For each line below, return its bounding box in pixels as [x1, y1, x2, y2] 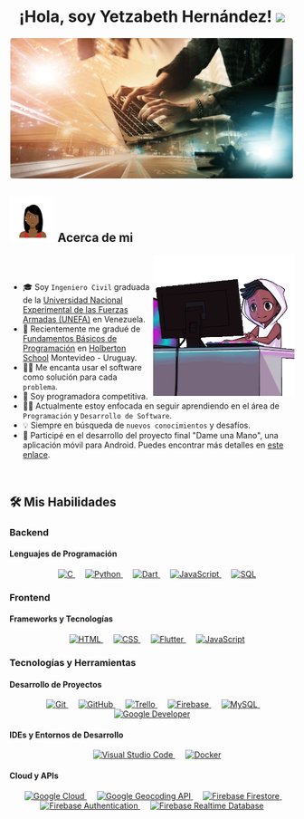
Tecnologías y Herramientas [9, 657, 137, 669]
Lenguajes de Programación [9, 548, 118, 559]
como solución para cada [22, 371, 118, 382]
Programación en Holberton [22, 342, 127, 354]
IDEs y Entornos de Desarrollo [9, 729, 124, 740]
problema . [22, 381, 59, 392]
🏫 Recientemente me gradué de [22, 323, 141, 334]
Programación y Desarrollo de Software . [22, 410, 172, 421]
